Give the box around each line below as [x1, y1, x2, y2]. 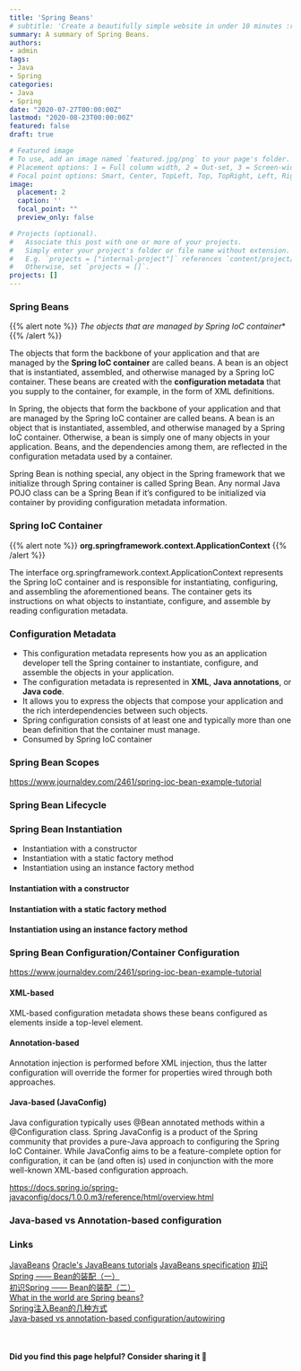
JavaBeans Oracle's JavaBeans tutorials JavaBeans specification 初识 [9, 1260, 269, 1270]
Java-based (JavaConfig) [9, 1097, 107, 1108]
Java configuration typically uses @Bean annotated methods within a [9, 1117, 265, 1128]
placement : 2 [17, 188, 66, 198]
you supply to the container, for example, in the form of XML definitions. [9, 386, 275, 397]
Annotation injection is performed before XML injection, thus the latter [9, 1057, 268, 1068]
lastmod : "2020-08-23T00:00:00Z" [9, 113, 134, 122]
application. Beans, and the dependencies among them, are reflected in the [9, 442, 288, 453]
